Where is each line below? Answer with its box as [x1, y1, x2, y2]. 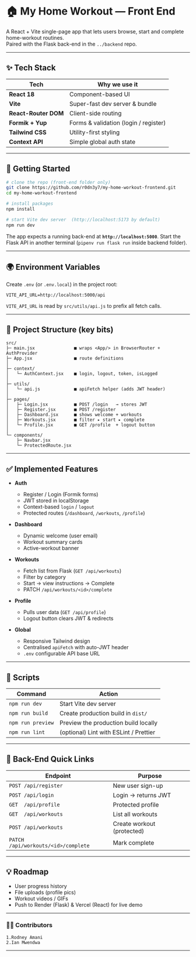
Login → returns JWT [113, 791, 171, 799]
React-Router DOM [9, 109, 64, 117]
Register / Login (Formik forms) [23, 491, 99, 498]
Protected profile [113, 800, 159, 808]
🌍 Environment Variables [6, 262, 100, 272]
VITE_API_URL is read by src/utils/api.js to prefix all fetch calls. [6, 302, 162, 309]
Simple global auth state [69, 138, 136, 146]
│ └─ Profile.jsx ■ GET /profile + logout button [6, 422, 156, 428]
